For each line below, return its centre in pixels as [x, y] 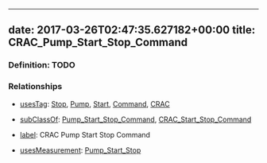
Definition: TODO [42, 65]
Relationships [35, 87]
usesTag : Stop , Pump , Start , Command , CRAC [95, 103]
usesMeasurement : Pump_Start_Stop [80, 150]
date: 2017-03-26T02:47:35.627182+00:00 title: [132, 30]
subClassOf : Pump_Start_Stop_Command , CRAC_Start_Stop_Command [135, 119]
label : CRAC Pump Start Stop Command [85, 134]
